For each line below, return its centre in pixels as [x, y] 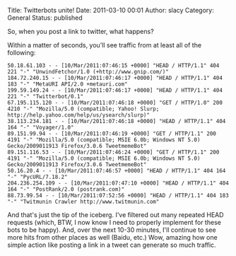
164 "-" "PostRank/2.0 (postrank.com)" [66, 190]
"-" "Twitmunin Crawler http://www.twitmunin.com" [83, 202]
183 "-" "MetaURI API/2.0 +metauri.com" [68, 84]
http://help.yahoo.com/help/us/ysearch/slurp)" [79, 115]
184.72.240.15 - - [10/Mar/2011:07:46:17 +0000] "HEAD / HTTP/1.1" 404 [115, 78]
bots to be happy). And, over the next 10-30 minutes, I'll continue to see [112, 230]
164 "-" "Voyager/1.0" [41, 127]
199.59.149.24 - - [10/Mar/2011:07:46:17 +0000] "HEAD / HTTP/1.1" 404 [115, 91]
